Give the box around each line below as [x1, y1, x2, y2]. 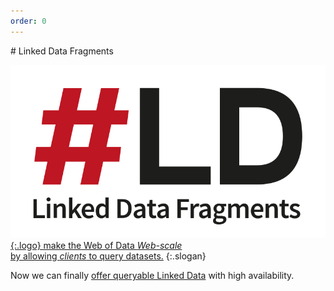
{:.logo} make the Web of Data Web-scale [10, 239, 183, 251]
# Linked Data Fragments [10, 45, 114, 57]
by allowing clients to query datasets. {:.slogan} [10, 250, 207, 262]
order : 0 [10, 16, 47, 26]
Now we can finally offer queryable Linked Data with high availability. [10, 269, 295, 281]
